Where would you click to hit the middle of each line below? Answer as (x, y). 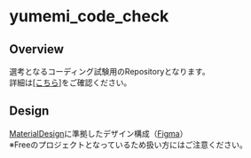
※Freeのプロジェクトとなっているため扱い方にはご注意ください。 (129, 145)
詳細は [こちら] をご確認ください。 (71, 83)
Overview (37, 49)
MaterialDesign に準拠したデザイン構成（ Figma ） (98, 133)
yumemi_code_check (89, 16)
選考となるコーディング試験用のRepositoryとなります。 (110, 71)
